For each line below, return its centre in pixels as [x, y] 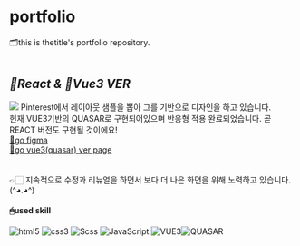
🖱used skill [30, 211]
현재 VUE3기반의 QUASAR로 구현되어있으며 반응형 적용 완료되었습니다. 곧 [140, 118]
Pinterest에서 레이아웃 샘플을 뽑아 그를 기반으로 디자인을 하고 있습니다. [146, 107]
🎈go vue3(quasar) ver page [61, 149]
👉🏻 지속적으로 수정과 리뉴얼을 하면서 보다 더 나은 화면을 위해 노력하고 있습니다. [150, 180]
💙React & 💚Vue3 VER [70, 84]
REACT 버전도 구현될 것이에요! [63, 130]
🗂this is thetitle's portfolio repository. [80, 42]
